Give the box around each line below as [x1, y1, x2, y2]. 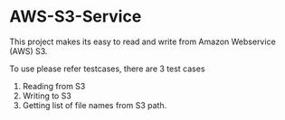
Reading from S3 [22, 80, 86, 91]
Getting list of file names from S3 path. [22, 99, 167, 110]
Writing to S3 [22, 90, 72, 101]
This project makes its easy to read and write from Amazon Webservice [9, 36, 276, 47]
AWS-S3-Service [9, 6, 142, 27]
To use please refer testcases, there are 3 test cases [9, 63, 205, 74]
